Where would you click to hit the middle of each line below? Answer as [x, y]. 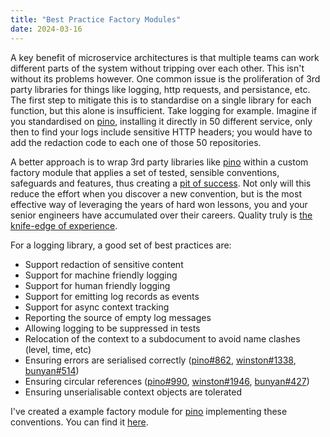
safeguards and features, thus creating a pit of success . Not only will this [161, 183]
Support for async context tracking [97, 307]
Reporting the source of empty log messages [118, 317]
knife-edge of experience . [64, 225]
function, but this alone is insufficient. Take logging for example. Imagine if [164, 110]
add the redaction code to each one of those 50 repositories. [136, 142]
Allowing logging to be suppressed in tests [112, 328]
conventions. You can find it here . [79, 422]
